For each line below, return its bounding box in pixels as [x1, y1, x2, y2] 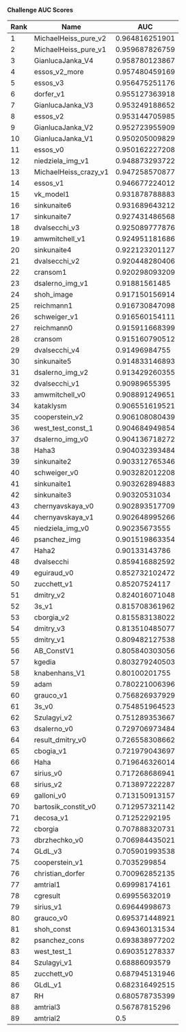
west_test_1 [34, 947, 72, 956]
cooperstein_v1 [34, 858, 84, 867]
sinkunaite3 [34, 490, 72, 500]
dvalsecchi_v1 [34, 379, 80, 388]
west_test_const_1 [34, 423, 94, 432]
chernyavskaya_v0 [34, 502, 94, 511]
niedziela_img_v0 [34, 524, 90, 533]
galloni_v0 [34, 791, 66, 800]
